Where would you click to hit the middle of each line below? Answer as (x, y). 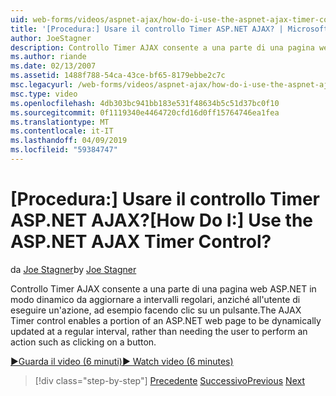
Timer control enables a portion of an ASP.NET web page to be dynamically (166, 320)
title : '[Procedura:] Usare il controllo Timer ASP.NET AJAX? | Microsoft (169, 29)
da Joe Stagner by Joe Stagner (73, 269)
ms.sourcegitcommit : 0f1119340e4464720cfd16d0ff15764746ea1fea (145, 112)
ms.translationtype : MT (60, 122)
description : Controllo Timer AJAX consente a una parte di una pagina (162, 47)
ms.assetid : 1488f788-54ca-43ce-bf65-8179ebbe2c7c (118, 76)
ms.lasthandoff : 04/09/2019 (69, 141)
